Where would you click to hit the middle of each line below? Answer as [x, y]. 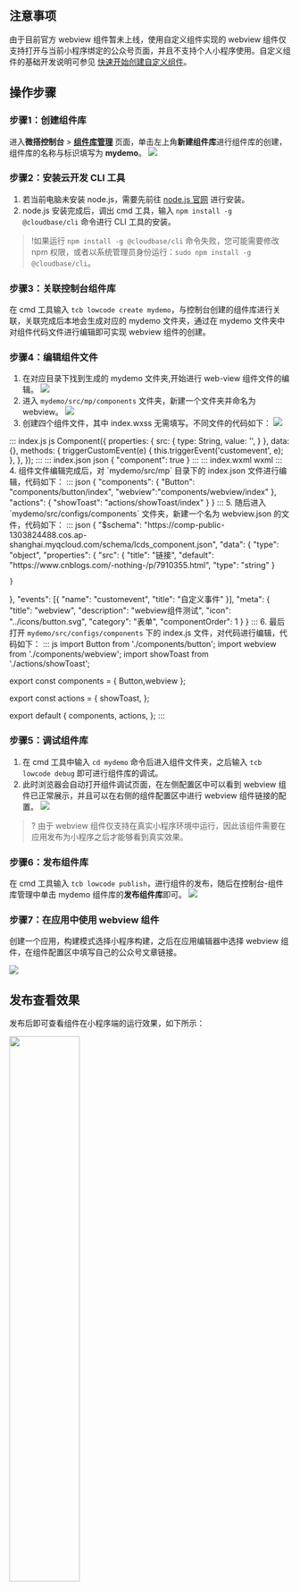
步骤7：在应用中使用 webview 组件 [84, 920]
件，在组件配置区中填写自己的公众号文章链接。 [95, 952]
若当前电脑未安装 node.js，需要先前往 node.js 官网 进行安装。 [136, 199]
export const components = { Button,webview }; [97, 681]
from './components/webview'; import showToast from [109, 654]
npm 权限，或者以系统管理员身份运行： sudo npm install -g [141, 251]
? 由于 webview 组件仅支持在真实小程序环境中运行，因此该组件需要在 [158, 825]
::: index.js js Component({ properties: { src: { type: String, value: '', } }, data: [150, 441]
